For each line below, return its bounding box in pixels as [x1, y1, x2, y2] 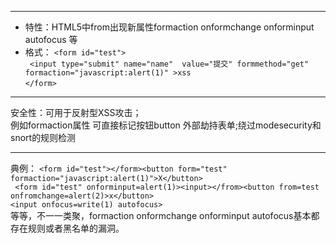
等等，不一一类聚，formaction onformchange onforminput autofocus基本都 [10, 210, 320, 221]
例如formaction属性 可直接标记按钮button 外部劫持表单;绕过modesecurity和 [10, 119, 322, 131]
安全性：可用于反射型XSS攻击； [10, 107, 142, 118]
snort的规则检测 [10, 132, 77, 143]
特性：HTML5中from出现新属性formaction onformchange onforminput [24, 21, 315, 33]
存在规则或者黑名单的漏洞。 [10, 222, 125, 234]
